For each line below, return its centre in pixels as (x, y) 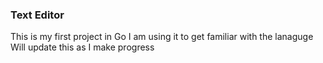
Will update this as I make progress (82, 47)
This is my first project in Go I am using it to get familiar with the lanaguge (162, 37)
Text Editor (37, 15)
